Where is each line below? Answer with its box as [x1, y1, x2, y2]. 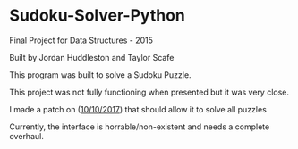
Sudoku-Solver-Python [9, 5, 185, 26]
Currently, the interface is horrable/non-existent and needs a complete [9, 121, 270, 132]
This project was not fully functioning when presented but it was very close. [9, 87, 289, 97]
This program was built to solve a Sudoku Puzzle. [9, 69, 192, 80]
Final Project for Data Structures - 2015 [9, 35, 154, 46]
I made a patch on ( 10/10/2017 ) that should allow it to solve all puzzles [9, 103, 267, 114]
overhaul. [9, 130, 45, 141]
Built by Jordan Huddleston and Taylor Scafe [9, 52, 175, 62]
